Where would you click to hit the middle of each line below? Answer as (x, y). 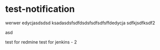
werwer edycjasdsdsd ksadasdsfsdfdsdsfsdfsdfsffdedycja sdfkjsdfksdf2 (80, 23)
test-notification (40, 9)
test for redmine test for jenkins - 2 (41, 42)
